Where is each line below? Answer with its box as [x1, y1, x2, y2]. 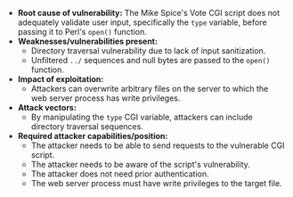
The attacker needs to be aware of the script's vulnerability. [30, 160, 251, 169]
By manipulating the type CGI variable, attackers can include [30, 111, 253, 122]
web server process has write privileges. [30, 93, 181, 103]
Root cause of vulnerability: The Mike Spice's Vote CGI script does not [17, 8, 281, 18]
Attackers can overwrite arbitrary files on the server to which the [30, 84, 269, 94]
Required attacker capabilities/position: [17, 131, 168, 141]
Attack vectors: [17, 103, 77, 112]
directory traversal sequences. [30, 121, 144, 132]
